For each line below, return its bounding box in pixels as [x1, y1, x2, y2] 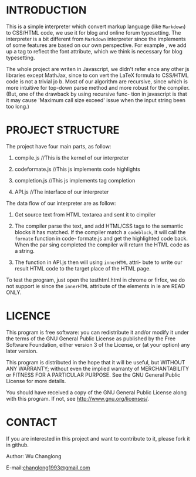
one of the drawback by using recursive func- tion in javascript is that [19, 90, 188, 97]
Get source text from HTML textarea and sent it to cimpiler [14, 211, 156, 218]
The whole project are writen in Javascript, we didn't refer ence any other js [6, 65, 190, 72]
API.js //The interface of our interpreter [14, 188, 109, 195]
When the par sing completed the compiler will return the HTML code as [14, 241, 190, 248]
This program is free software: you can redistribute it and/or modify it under [6, 329, 189, 336]
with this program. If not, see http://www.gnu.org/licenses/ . [6, 395, 150, 402]
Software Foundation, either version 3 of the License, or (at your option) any [6, 341, 190, 348]
